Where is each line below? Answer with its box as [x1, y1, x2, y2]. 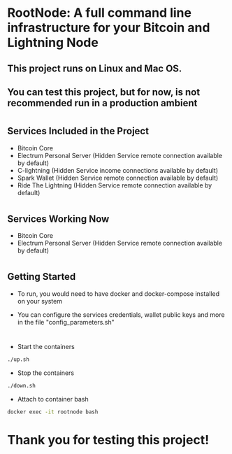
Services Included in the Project [7, 125, 149, 137]
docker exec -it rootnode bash [7, 408, 99, 416]
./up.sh [7, 355, 30, 363]
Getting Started [7, 271, 76, 283]
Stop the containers [17, 369, 75, 377]
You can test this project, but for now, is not [7, 86, 201, 98]
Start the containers [17, 342, 75, 350]
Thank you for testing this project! [7, 432, 210, 448]
